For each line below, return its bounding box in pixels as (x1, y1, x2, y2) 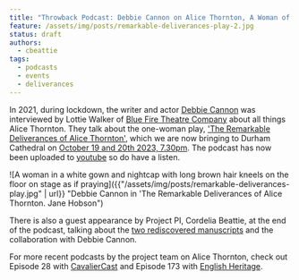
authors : (9, 38, 42, 47)
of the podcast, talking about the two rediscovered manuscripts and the (9, 225, 274, 235)
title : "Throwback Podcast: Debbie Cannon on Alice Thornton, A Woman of (9, 13, 291, 22)
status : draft (9, 30, 63, 38)
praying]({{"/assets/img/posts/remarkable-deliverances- (80, 178, 290, 189)
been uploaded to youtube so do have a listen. (9, 151, 181, 162)
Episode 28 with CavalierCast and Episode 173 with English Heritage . (9, 260, 263, 271)
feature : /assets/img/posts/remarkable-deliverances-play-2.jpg (9, 21, 254, 30)
